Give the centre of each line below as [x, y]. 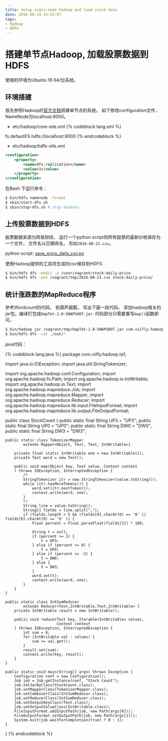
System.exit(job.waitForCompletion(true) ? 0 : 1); [69, 720]
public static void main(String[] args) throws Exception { [69, 672]
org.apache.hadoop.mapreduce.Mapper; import [54, 395]
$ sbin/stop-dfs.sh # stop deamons [42, 207]
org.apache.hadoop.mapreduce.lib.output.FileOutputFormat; [67, 411]
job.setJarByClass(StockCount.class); [54, 685]
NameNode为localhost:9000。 [37, 116]
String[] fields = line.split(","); [61, 510]
